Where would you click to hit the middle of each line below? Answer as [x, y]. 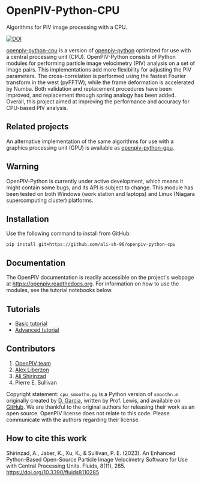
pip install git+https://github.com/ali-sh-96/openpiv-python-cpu [91, 245]
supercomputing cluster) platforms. [50, 200]
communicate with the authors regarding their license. [73, 419]
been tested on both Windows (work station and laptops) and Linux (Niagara [100, 194]
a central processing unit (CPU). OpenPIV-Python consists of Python [91, 56]
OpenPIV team [33, 363]
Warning [22, 167]
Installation [28, 219]
